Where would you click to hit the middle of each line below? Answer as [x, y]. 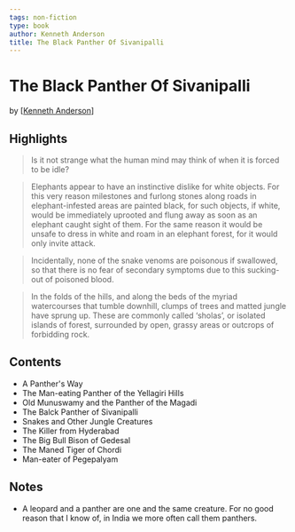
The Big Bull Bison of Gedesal [76, 440]
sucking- [263, 270]
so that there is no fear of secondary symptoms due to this [138, 270]
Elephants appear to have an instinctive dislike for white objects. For [155, 187]
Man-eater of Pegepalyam [70, 459]
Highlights [39, 139]
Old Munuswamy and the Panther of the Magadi [109, 402]
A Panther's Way [52, 384]
